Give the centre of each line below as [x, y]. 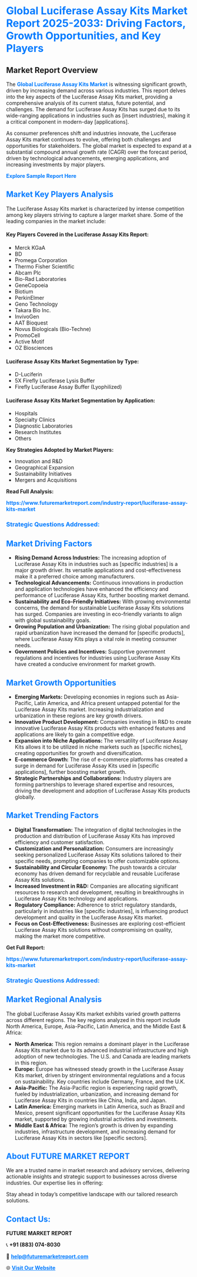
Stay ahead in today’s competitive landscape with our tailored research [92, 1195]
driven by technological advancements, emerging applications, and [88, 158]
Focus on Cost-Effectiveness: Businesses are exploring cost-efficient [100, 924]
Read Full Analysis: [30, 492]
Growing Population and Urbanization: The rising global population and [102, 627]
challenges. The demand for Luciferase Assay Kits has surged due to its [93, 109]
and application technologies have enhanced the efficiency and [91, 589]
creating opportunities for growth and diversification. [79, 753]
